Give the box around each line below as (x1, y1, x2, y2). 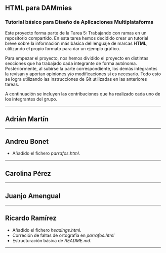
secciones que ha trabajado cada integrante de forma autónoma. (5, 60, 137, 66)
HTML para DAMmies (5, 4, 72, 12)
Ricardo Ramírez (5, 214, 57, 222)
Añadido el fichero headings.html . (12, 227, 82, 233)
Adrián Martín (5, 115, 49, 124)
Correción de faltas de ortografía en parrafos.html (12, 232, 115, 238)
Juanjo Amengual (5, 191, 61, 200)
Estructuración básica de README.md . (12, 237, 91, 243)
